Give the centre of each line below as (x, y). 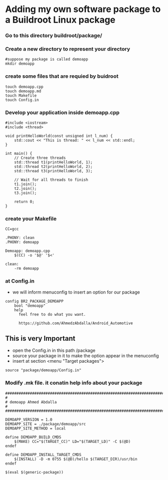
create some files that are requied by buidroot (62, 76)
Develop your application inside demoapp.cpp (62, 112)
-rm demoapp (26, 269)
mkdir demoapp (20, 64)
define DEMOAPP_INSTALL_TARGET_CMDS (43, 454)
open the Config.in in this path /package (54, 350)
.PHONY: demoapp (22, 242)
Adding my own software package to (83, 9)
